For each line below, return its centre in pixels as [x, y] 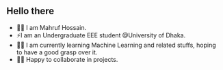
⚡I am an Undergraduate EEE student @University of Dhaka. [101, 35]
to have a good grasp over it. [57, 52]
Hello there [30, 11]
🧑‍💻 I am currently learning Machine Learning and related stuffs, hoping [116, 45]
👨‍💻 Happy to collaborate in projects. [67, 59]
